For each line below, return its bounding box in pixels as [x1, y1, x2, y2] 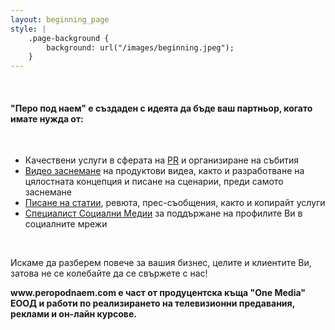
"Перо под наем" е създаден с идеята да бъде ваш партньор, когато [10, 102, 313, 114]
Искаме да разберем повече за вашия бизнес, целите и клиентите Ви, [10, 257, 312, 269]
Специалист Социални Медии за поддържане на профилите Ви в [24, 207, 303, 220]
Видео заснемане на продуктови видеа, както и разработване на [24, 165, 305, 177]
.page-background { [28, 33, 110, 43]
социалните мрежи [24, 218, 108, 230]
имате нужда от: [10, 112, 84, 125]
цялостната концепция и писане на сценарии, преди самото [24, 176, 284, 188]
